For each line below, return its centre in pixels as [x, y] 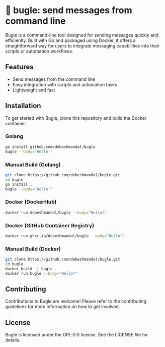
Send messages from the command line [54, 79]
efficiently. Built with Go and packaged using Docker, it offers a [70, 40]
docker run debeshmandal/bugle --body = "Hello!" [56, 212]
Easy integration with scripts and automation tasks [65, 84]
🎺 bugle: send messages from [69, 10]
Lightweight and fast [34, 90]
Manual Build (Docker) [33, 249]
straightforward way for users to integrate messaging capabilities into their [82, 45]
